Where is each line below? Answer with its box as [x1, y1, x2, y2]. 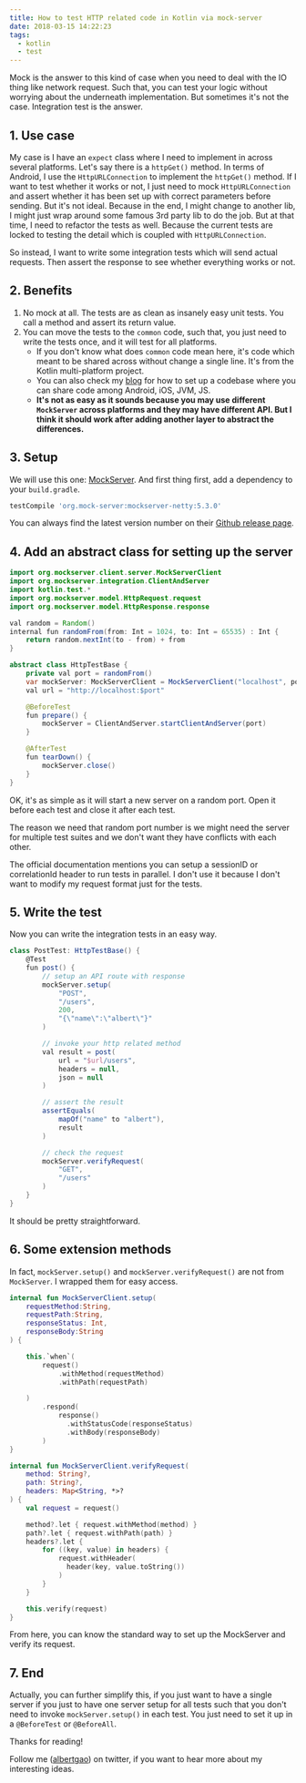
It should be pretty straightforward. [9, 1215, 141, 1226]
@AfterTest [25, 744, 67, 753]
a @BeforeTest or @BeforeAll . [9, 1718, 117, 1729]
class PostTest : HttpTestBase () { [9, 947, 141, 956]
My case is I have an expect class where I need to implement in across [9, 151, 273, 162]
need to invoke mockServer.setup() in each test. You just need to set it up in [9, 1709, 293, 1720]
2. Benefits [9, 283, 73, 299]
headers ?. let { [25, 1537, 84, 1546]
